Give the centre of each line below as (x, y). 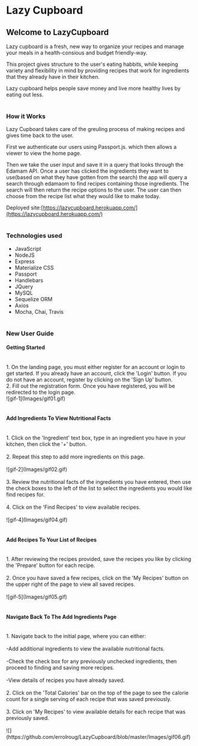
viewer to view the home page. (44, 153)
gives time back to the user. (40, 136)
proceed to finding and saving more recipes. (60, 668)
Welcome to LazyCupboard (58, 32)
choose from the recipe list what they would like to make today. (83, 196)
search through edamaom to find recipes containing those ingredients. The (98, 184)
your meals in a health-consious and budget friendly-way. (77, 53)
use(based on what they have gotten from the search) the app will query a (97, 177)
